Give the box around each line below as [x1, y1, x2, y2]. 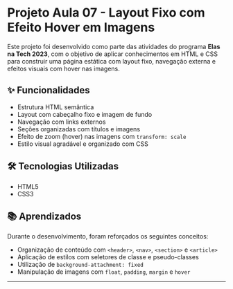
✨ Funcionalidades [7, 84, 90, 96]
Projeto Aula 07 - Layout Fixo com [7, 5, 206, 21]
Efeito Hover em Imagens [7, 19, 155, 35]
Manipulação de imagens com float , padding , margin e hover [17, 268, 191, 276]
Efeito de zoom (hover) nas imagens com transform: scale [17, 132, 187, 140]
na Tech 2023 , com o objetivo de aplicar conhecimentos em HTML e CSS [7, 50, 218, 58]
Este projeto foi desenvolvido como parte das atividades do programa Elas [7, 42, 221, 50]
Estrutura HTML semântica [17, 102, 94, 111]
